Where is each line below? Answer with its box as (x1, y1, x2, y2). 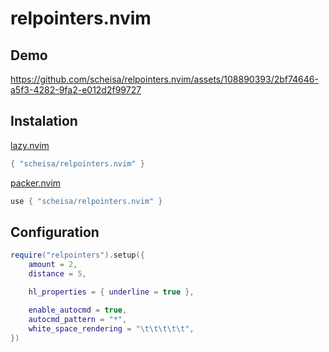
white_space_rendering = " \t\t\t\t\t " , (28, 323, 195, 334)
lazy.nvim (10, 139, 50, 151)
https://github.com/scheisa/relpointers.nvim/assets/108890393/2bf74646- (10, 73, 319, 85)
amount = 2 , (28, 260, 78, 270)
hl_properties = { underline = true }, (28, 287, 195, 297)
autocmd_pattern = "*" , (28, 314, 128, 324)
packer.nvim (10, 177, 62, 189)
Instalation (10, 113, 78, 130)
